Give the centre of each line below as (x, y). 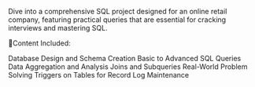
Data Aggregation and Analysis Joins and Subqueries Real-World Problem (128, 67)
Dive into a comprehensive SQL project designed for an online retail (118, 11)
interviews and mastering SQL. (58, 28)
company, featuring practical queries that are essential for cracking (117, 20)
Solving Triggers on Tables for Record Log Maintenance (99, 75)
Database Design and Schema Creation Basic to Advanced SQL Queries (125, 58)
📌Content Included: (39, 43)
